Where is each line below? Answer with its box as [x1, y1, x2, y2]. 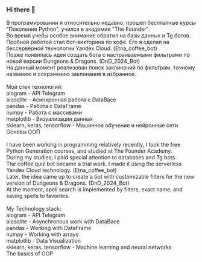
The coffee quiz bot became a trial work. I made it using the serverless [6, 160, 182, 168]
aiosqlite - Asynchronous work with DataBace [6, 218, 120, 225]
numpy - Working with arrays [6, 231, 79, 238]
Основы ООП [6, 128, 40, 135]
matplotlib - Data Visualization [6, 237, 81, 244]
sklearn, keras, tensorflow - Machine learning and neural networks [6, 244, 172, 251]
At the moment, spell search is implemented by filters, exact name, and [6, 186, 183, 193]
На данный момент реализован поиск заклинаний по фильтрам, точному [6, 64, 195, 71]
